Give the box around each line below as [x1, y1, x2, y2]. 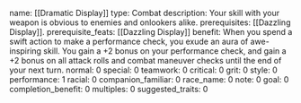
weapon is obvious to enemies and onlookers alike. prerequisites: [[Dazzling [9, 17, 291, 28]
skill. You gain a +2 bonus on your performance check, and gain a [43, 46, 287, 56]
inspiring [9, 46, 42, 56]
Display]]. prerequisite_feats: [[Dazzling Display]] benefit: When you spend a [9, 27, 293, 37]
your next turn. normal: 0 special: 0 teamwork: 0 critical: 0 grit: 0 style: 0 [9, 64, 279, 75]
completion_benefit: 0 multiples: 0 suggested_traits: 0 [9, 84, 208, 94]
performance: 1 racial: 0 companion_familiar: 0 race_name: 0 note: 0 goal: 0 [9, 74, 289, 84]
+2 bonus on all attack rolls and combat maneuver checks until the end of [9, 56, 282, 65]
